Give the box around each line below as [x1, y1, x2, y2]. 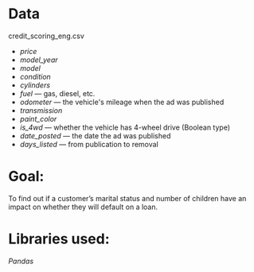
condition [19, 72, 52, 81]
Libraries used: [8, 230, 110, 248]
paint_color [19, 114, 57, 123]
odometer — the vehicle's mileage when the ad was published [19, 97, 225, 107]
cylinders [19, 80, 50, 90]
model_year [19, 55, 58, 64]
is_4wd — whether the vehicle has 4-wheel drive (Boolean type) [19, 122, 231, 132]
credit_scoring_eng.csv [8, 31, 85, 41]
